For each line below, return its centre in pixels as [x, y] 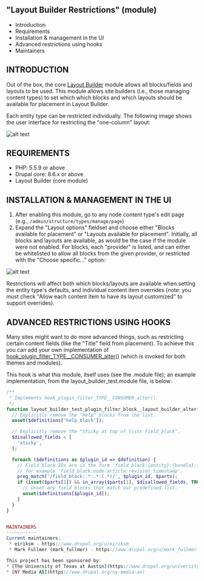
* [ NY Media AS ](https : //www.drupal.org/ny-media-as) [76, 572]
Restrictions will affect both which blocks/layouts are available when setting [101, 283]
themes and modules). [34, 363]
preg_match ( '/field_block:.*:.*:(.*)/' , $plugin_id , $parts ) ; [97, 477]
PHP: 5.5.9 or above [40, 168]
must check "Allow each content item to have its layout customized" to [94, 297]
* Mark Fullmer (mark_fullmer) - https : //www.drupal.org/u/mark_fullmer [103, 550]
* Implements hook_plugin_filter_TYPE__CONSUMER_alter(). [84, 398]
